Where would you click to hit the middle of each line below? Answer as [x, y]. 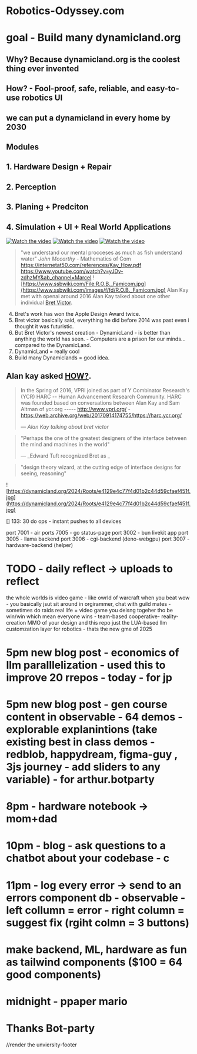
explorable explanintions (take [82, 730]
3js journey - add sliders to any [83, 767]
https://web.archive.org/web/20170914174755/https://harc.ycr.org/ [101, 415]
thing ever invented [43, 69]
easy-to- [163, 89]
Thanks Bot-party [51, 1028]
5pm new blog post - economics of [93, 653]
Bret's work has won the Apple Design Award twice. [77, 313]
